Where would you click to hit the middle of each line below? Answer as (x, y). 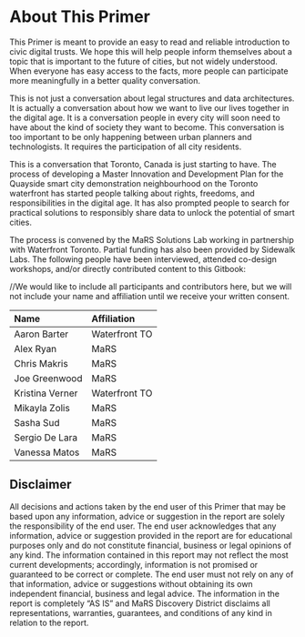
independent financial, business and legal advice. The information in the (145, 593)
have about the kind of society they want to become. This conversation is (147, 127)
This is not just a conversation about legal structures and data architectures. (152, 98)
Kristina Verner (46, 393)
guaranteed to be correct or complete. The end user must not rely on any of (152, 574)
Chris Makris (41, 363)
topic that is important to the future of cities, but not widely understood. (143, 61)
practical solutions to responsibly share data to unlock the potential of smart (152, 212)
